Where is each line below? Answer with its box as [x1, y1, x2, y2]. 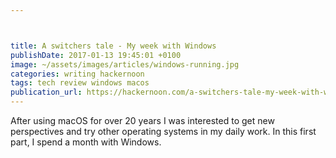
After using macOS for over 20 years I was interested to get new [10, 115, 275, 126]
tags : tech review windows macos [10, 78, 150, 88]
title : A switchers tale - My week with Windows [10, 41, 217, 51]
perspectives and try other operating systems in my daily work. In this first [10, 126, 317, 137]
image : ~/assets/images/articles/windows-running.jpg [10, 59, 240, 70]
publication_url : [10, 87, 83, 98]
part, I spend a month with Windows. [10, 136, 162, 148]
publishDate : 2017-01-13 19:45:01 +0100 [10, 50, 182, 60]
